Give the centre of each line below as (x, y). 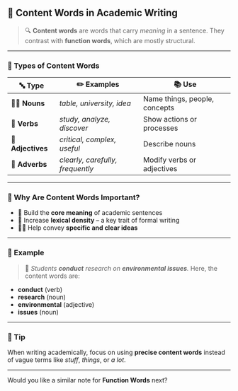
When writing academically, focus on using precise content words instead (116, 352)
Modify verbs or (170, 160)
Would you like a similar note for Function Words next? (87, 380)
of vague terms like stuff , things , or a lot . (67, 360)
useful (69, 148)
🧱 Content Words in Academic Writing (93, 13)
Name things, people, (178, 99)
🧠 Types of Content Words (53, 66)
